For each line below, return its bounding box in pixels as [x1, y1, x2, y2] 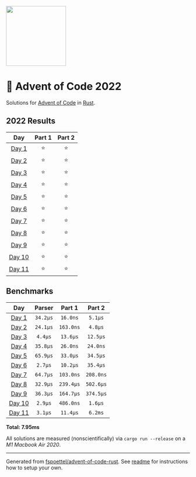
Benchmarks [6, 286, 54, 296]
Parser [34, 303, 54, 312]
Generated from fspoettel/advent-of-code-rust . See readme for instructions [6, 458, 188, 465]
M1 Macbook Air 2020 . [6, 441, 61, 448]
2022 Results [6, 116, 55, 126]
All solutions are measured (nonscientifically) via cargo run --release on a [6, 435, 185, 442]
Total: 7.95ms [6, 423, 40, 430]
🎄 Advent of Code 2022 [6, 80, 122, 93]
